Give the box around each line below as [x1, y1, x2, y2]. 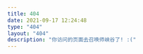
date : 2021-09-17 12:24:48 [7, 17, 87, 24]
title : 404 [7, 10, 40, 18]
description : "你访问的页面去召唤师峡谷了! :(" [7, 36, 137, 43]
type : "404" [7, 23, 42, 30]
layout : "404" [7, 29, 50, 37]
